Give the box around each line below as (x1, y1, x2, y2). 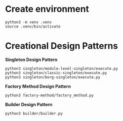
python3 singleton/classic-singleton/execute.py (5, 70, 107, 75)
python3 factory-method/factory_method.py (5, 92, 94, 98)
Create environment (5, 3, 89, 15)
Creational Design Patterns (5, 40, 118, 52)
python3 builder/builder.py (5, 111, 63, 116)
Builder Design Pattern (5, 101, 53, 107)
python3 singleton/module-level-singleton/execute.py (5, 66, 119, 71)
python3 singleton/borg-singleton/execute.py (5, 75, 100, 80)
